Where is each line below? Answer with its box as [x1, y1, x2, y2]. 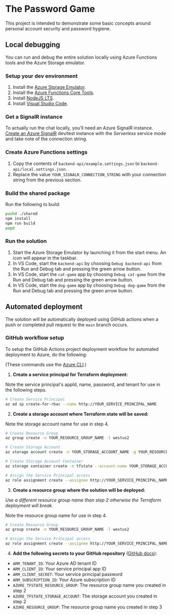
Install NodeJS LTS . [12, 95, 54, 101]
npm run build [5, 220, 36, 226]
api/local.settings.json [12, 166, 66, 172]
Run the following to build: [5, 201, 60, 207]
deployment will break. [5, 502, 54, 509]
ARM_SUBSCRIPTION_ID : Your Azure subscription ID [12, 576, 116, 583]
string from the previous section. [12, 177, 82, 183]
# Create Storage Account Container [5, 459, 83, 464]
